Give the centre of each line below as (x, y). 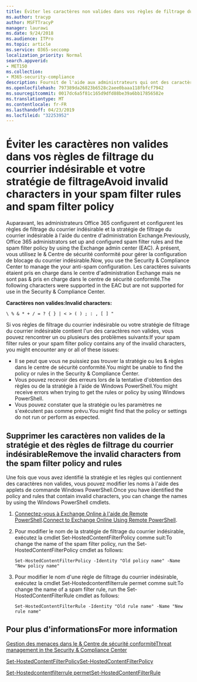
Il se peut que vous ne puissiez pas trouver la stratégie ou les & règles (99, 361)
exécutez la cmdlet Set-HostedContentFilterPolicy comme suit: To (93, 537)
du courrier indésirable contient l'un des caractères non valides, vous (90, 331)
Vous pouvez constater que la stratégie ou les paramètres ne (88, 405)
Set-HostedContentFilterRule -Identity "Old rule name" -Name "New (98, 606)
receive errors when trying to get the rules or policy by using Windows (100, 392)
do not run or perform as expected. (57, 417)
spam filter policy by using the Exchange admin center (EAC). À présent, (93, 248)
